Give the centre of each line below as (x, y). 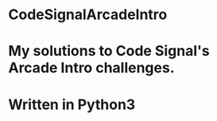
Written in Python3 (72, 104)
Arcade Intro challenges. (91, 68)
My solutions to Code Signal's (109, 51)
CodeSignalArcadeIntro (88, 15)
